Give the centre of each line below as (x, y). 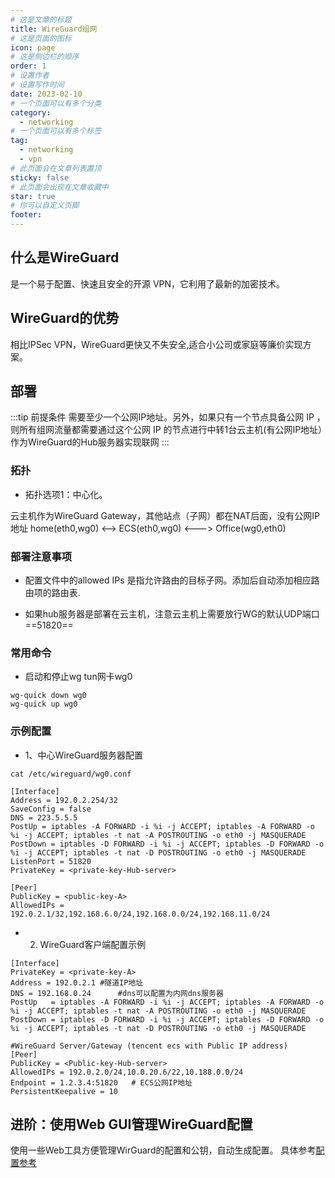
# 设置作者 (30, 76)
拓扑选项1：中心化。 (66, 494)
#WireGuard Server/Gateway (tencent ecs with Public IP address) (149, 1046)
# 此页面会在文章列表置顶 (56, 168)
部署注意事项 (41, 556)
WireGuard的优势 (65, 318)
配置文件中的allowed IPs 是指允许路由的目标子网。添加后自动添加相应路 (172, 580)
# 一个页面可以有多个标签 (56, 131)
